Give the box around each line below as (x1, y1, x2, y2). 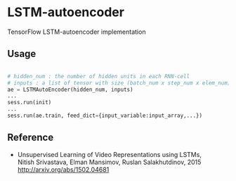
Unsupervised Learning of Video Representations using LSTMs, (17, 150, 202, 158)
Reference (7, 132, 54, 144)
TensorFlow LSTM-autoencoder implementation (7, 27, 146, 36)
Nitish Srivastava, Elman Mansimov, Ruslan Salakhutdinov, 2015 (17, 158, 202, 166)
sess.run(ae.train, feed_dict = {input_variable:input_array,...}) (7, 112, 202, 119)
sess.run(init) (7, 99, 52, 106)
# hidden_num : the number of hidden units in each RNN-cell (7, 73, 190, 80)
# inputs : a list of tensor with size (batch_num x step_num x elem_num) (7, 79, 231, 87)
